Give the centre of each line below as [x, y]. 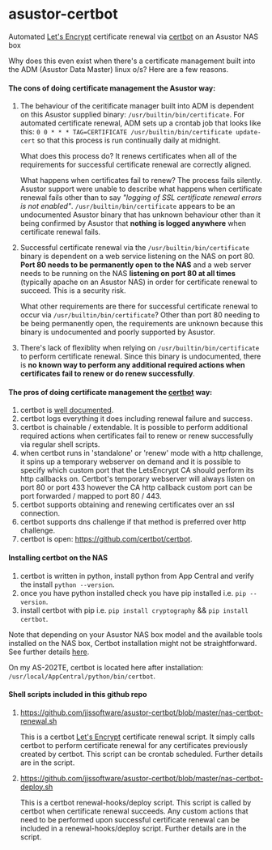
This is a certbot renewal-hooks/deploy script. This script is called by [136, 802]
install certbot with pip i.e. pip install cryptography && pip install [134, 610]
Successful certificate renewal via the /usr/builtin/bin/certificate [135, 248]
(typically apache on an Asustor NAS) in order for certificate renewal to [138, 282]
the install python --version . [67, 584]
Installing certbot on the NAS [58, 557]
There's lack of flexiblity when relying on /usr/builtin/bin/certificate [140, 348]
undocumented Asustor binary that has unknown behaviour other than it [140, 215]
